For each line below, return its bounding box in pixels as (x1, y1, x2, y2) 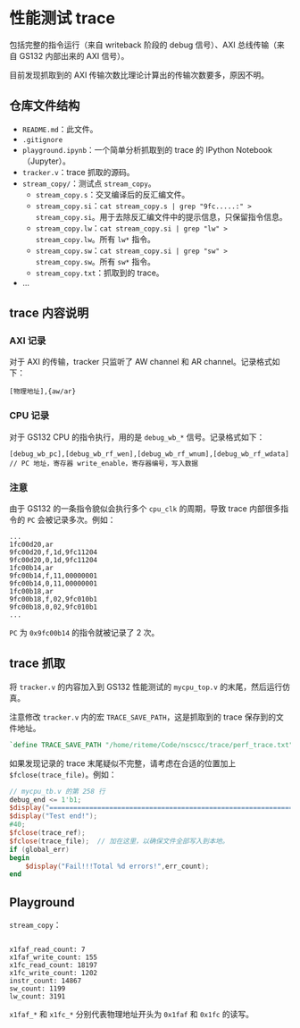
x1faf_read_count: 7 (9, 945, 87, 955)
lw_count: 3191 (9, 992, 66, 1001)
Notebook (236, 144, 272, 155)
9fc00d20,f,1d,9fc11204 (9, 548, 98, 557)
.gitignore (21, 135, 63, 144)
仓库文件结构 (9, 98, 80, 114)
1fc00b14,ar (9, 564, 54, 573)
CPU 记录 (9, 409, 50, 422)
